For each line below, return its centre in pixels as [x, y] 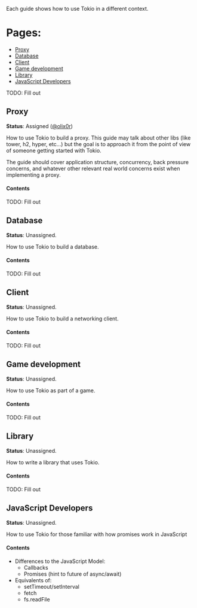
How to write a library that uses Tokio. [53, 462]
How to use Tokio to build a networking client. [62, 318]
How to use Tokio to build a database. [53, 246]
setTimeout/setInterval [51, 587]
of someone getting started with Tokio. [54, 150]
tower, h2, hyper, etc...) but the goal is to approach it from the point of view [98, 144]
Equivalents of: [33, 580]
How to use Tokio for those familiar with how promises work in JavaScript [97, 534]
